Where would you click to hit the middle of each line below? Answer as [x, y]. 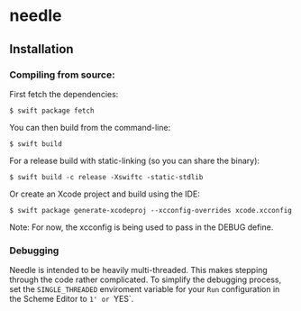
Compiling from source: [62, 75]
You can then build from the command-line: [90, 127]
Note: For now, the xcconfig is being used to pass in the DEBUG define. [141, 227]
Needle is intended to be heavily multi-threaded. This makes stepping [138, 270]
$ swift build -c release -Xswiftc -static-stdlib [106, 177]
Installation [41, 49]
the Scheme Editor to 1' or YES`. [72, 299]
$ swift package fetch [52, 110]
